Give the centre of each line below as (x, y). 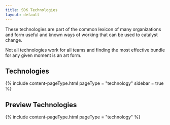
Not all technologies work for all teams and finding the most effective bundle (85, 50)
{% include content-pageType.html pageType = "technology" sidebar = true (84, 83)
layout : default (22, 15)
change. (14, 40)
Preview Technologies (41, 105)
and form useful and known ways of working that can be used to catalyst (82, 35)
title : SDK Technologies (31, 10)
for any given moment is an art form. (43, 55)
